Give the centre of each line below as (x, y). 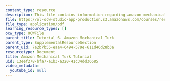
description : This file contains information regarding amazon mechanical (86, 15)
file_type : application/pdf (35, 24)
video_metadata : (22, 66)
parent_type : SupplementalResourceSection (51, 43)
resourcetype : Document (30, 52)
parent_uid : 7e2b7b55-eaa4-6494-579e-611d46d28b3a (60, 47)
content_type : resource (30, 10)
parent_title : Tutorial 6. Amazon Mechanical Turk (60, 38)
